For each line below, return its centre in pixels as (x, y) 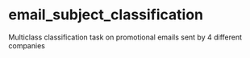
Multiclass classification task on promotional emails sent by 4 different (125, 37)
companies (27, 45)
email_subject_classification (106, 15)
